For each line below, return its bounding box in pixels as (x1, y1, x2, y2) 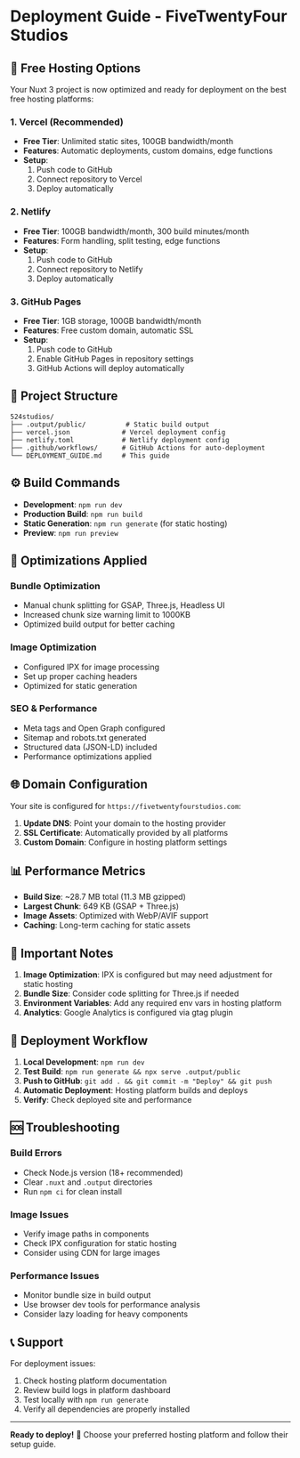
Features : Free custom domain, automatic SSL (22, 325, 194, 336)
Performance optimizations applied (22, 750, 152, 762)
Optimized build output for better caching (22, 619, 175, 629)
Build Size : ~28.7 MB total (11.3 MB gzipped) (22, 892, 186, 903)
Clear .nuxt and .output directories (22, 1177, 153, 1187)
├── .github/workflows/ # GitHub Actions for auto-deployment (10, 443, 266, 452)
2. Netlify (10, 206, 52, 218)
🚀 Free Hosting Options (10, 61, 142, 76)
